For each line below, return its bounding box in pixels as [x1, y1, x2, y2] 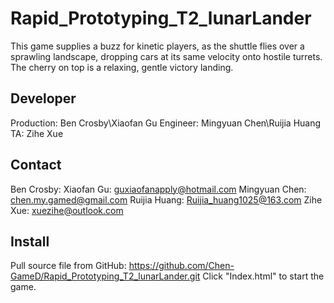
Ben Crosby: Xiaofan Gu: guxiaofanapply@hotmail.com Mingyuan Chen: [10, 183, 307, 195]
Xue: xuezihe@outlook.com [10, 204, 124, 216]
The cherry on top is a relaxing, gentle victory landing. [10, 61, 234, 73]
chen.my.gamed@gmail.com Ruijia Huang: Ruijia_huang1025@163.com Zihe [10, 193, 323, 206]
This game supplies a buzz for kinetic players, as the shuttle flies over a [10, 40, 305, 52]
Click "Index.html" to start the [202, 270, 325, 282]
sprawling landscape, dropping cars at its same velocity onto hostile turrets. [10, 50, 323, 62]
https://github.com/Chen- [128, 260, 235, 272]
